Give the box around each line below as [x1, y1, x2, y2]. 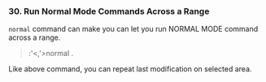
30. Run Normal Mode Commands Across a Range [8, 6, 210, 17]
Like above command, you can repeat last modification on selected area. [8, 64, 252, 74]
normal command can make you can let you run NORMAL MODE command [8, 24, 259, 34]
